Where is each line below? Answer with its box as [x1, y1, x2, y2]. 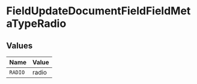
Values [6, 41, 33, 51]
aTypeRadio [6, 17, 67, 30]
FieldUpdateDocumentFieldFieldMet [6, 4, 191, 18]
